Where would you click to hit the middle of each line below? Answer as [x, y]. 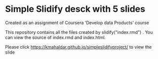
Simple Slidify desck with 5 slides [75, 9]
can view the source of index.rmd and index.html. [56, 37]
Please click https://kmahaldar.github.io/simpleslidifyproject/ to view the [79, 47]
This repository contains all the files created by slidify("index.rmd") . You [79, 32]
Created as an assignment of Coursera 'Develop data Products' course [77, 23]
